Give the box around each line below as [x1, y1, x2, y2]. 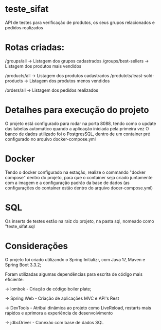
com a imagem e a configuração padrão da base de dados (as [5, 180, 130, 186]
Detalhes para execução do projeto [5, 104, 149, 116]
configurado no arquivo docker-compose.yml [5, 136, 96, 142]
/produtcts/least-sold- [110, 72, 155, 79]
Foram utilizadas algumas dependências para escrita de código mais [5, 271, 143, 277]
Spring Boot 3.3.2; [5, 262, 41, 268]
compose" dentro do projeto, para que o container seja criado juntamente [5, 174, 153, 180]
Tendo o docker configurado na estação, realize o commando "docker [5, 169, 146, 175]
